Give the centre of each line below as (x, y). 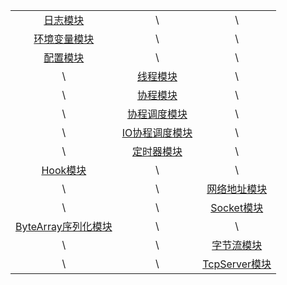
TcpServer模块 (237, 264)
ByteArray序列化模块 (64, 226)
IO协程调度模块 (157, 132)
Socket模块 (237, 207)
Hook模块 (64, 170)
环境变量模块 (64, 39)
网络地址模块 (237, 189)
